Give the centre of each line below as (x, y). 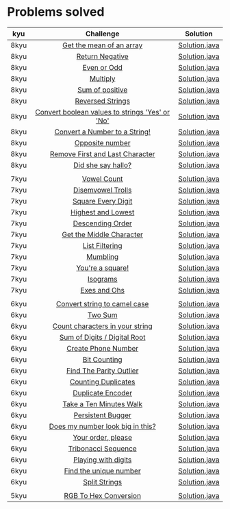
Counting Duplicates (102, 382)
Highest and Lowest (103, 212)
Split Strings (103, 482)
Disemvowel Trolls (102, 190)
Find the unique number (103, 471)
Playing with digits (102, 460)
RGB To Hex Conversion (103, 495)
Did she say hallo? (102, 165)
